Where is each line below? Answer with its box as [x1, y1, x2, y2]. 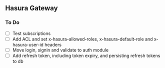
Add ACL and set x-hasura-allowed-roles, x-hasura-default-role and [12, 36, 153, 42]
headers [44, 41, 61, 47]
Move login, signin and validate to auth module [12, 47, 109, 53]
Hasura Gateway [5, 4, 58, 12]
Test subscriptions [12, 30, 51, 36]
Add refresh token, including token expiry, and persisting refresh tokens [12, 52, 160, 58]
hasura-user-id [12, 41, 44, 47]
